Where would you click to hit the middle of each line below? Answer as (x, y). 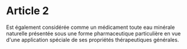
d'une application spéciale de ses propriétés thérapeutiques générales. (93, 40)
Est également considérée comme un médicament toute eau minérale (91, 27)
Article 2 (27, 11)
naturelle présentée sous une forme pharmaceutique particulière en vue (93, 33)
